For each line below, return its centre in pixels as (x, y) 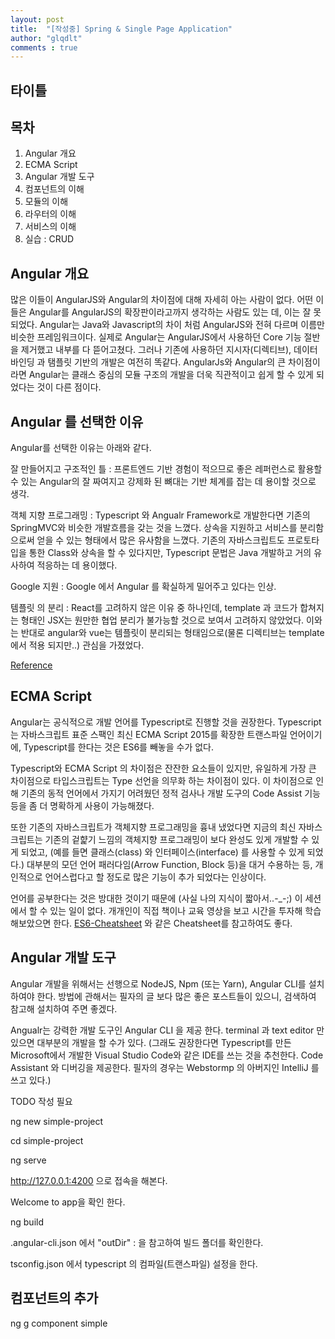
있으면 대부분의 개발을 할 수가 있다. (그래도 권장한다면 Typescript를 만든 (151, 1042)
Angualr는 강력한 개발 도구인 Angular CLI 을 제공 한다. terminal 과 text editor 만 (167, 1030)
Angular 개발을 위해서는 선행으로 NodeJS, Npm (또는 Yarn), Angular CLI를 (158, 983)
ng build (27, 1222)
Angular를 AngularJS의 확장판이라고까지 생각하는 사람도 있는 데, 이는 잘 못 (175, 312)
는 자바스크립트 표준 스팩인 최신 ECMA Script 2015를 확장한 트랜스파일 (149, 734)
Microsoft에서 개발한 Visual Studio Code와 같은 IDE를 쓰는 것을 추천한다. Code (167, 1055)
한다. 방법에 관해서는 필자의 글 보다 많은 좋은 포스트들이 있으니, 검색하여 (176, 996)
